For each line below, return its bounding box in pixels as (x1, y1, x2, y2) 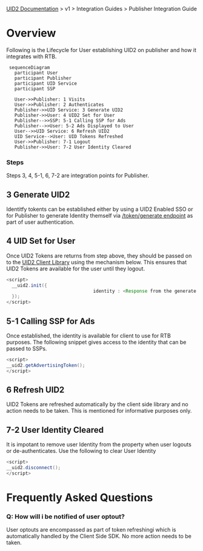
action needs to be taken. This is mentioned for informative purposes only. (6, 407, 192, 415)
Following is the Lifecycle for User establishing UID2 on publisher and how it (6, 46, 197, 53)
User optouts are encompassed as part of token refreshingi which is (6, 526, 176, 533)
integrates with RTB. (6, 53, 57, 60)
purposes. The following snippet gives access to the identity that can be (6, 339, 187, 346)
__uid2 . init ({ (12, 282, 47, 289)
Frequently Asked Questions (6, 491, 153, 505)
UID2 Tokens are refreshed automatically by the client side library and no (6, 401, 189, 408)
